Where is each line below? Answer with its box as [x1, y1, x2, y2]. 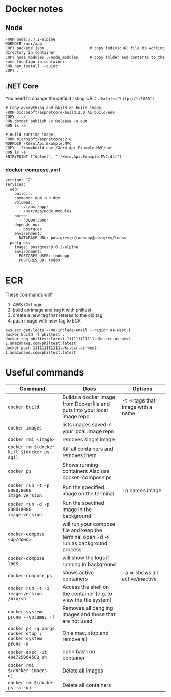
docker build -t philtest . [5, 332, 65, 337]
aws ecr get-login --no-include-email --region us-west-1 [5, 328, 131, 333]
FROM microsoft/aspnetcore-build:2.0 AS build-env [5, 110, 115, 115]
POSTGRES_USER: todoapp [18, 253, 70, 259]
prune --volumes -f [8, 614, 55, 620]
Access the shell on [62, 583, 109, 591]
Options [132, 385, 153, 392]
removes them [62, 451, 97, 459]
